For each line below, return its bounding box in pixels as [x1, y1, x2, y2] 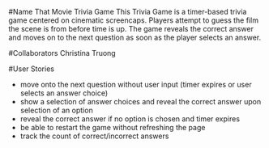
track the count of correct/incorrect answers [19, 131, 169, 141]
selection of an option [19, 105, 93, 115]
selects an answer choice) [19, 88, 109, 98]
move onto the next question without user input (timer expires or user [19, 80, 253, 89]
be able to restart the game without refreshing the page [19, 123, 206, 132]
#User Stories [8, 64, 55, 74]
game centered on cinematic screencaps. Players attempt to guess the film [8, 15, 259, 25]
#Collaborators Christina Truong [8, 49, 116, 57]
